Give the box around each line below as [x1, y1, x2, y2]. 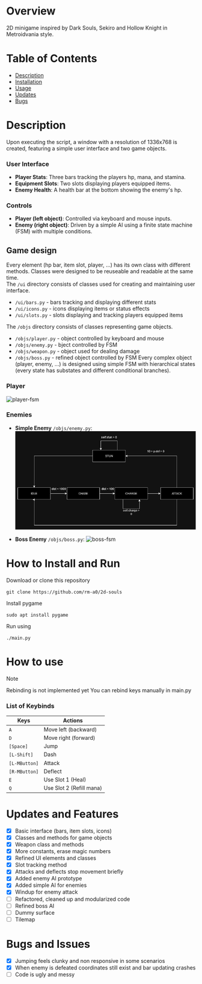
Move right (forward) [43, 734, 96, 741]
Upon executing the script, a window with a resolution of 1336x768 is [6, 138, 177, 145]
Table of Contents [6, 52, 97, 66]
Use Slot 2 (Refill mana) [43, 784, 102, 792]
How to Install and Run [6, 557, 120, 570]
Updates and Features [6, 807, 119, 821]
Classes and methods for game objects [14, 834, 112, 841]
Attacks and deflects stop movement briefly [14, 868, 124, 875]
